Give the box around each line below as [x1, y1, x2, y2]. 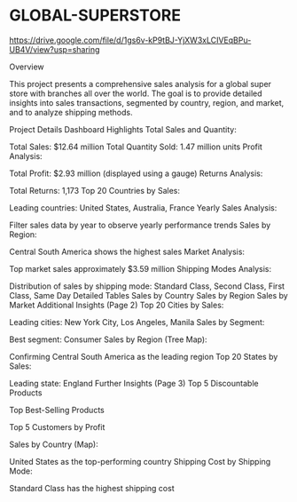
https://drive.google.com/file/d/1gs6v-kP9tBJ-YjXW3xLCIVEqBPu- [9, 35, 252, 45]
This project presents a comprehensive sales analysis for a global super [9, 78, 272, 89]
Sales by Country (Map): [9, 439, 99, 450]
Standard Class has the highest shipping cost [9, 482, 175, 493]
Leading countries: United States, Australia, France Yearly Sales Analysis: [9, 202, 277, 213]
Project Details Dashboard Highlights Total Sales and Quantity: [9, 124, 237, 134]
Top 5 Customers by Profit [9, 421, 106, 432]
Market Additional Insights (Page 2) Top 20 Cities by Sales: [9, 299, 224, 310]
